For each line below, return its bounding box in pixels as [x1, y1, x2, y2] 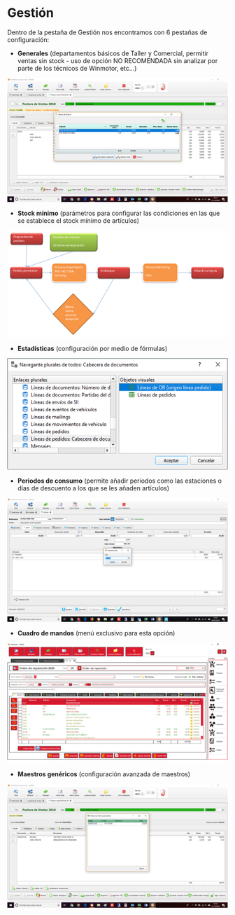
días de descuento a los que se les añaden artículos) [17, 483, 170, 492]
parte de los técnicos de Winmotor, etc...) [17, 64, 137, 72]
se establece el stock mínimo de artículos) [17, 216, 140, 225]
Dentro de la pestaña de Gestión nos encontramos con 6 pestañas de [7, 28, 208, 36]
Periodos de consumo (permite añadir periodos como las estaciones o [17, 476, 222, 485]
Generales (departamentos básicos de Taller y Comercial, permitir [17, 49, 208, 57]
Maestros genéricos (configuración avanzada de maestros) [17, 769, 191, 778]
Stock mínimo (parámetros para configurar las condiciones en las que [17, 209, 220, 218]
